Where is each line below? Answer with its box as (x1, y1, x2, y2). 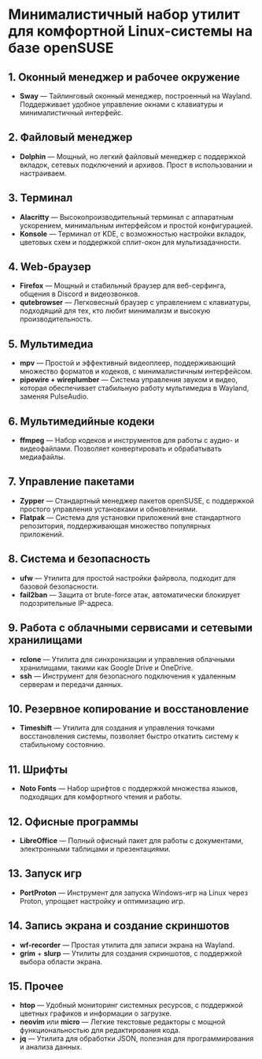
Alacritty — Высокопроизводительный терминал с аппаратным (19, 212, 234, 221)
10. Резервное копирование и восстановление (8, 702, 249, 715)
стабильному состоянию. (19, 740, 105, 749)
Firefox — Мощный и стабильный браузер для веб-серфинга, (19, 281, 227, 291)
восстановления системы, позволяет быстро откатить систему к (19, 731, 239, 741)
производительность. (19, 314, 93, 324)
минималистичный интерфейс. (19, 108, 124, 117)
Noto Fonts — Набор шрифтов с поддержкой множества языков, (19, 784, 238, 793)
